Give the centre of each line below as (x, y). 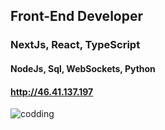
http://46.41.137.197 (52, 91)
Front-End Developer (76, 16)
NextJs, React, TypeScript (75, 45)
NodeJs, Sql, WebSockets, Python (83, 68)
